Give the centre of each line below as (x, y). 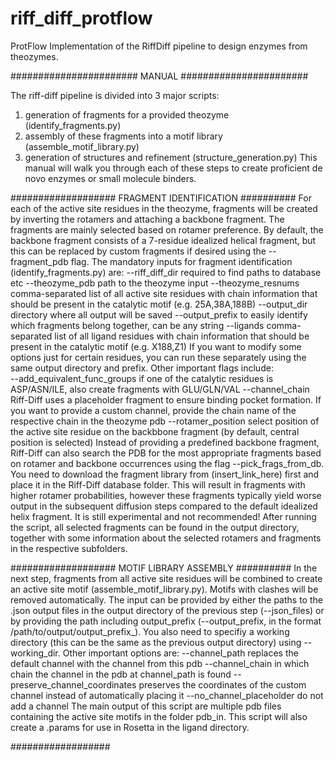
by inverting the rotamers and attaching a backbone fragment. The (147, 219)
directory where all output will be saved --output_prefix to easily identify (159, 314)
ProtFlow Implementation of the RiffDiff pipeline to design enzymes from (159, 46)
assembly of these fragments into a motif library (123, 136)
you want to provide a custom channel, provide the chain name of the (153, 410)
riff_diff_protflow (81, 18)
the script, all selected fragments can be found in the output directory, (155, 527)
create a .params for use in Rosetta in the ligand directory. (130, 727)
